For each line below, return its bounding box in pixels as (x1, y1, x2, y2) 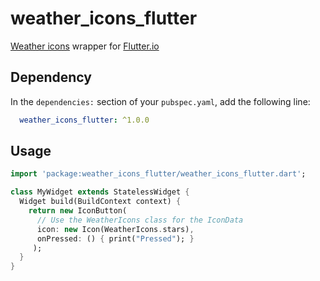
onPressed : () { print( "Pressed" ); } (36, 233, 195, 244)
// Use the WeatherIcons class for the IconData (36, 215, 244, 225)
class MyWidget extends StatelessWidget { (10, 187, 190, 197)
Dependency (10, 69, 92, 86)
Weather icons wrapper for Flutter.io (10, 40, 160, 52)
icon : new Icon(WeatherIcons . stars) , (36, 224, 195, 234)
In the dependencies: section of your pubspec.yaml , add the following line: (10, 95, 311, 107)
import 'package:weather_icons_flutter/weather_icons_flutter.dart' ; (10, 169, 307, 179)
